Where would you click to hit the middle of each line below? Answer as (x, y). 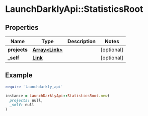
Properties (22, 28)
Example (19, 75)
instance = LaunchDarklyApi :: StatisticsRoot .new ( (58, 96)
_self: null (22, 105)
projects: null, (26, 100)
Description (81, 41)
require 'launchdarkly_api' (34, 87)
